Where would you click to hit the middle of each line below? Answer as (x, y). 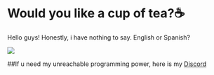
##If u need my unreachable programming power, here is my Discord (107, 64)
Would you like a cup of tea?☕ (96, 14)
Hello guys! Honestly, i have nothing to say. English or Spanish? (99, 37)
